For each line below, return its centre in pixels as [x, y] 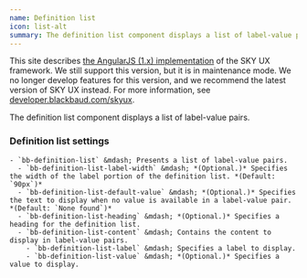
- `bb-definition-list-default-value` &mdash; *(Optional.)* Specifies [157, 192]
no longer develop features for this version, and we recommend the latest [148, 80]
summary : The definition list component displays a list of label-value [151, 35]
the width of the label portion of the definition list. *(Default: [143, 176]
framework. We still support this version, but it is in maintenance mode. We [150, 70]
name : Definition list [53, 18]
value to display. [44, 264]
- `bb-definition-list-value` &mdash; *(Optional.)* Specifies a [153, 256]
